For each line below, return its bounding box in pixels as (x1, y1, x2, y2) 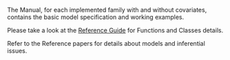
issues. (7, 47, 28, 55)
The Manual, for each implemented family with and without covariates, (7, 6, 207, 14)
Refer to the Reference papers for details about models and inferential (7, 40, 205, 47)
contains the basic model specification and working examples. (7, 13, 185, 21)
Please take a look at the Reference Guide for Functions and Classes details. (7, 27, 224, 34)
